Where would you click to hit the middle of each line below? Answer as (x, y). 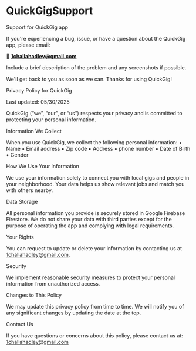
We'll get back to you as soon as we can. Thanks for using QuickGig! (89, 79)
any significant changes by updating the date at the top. (74, 313)
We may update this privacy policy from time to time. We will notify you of (95, 306)
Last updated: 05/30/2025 (38, 102)
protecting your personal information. (51, 120)
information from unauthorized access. (53, 283)
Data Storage (22, 201)
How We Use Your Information (43, 166)
